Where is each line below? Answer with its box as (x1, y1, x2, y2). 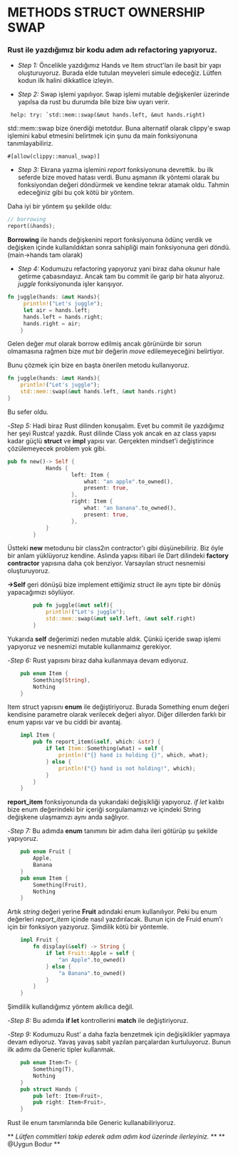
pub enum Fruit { (20, 848, 72, 855)
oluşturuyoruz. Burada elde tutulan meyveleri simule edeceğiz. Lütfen (17, 69, 222, 77)
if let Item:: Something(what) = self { (45, 745, 164, 752)
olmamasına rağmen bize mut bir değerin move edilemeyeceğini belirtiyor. (7, 347, 224, 355)
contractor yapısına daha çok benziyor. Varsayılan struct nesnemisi (7, 559, 205, 568)
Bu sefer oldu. (7, 408, 48, 416)
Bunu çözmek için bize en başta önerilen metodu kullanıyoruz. (7, 361, 190, 370)
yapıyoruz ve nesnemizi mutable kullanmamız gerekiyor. (7, 642, 172, 650)
